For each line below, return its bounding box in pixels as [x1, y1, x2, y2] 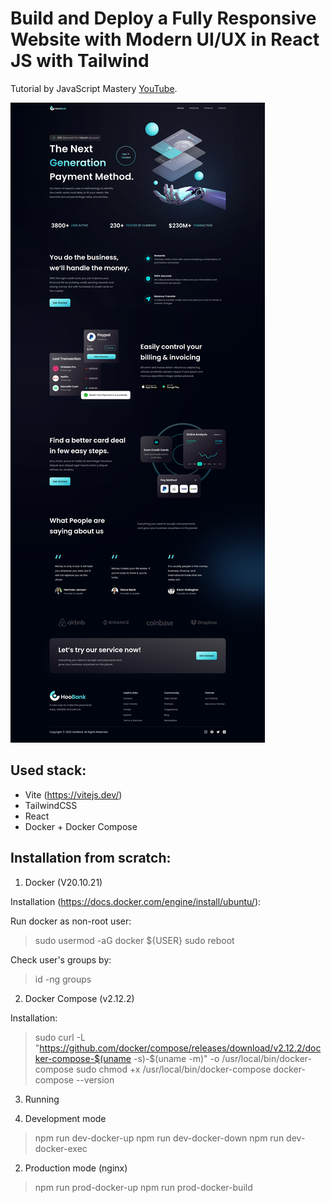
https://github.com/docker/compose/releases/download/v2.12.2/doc [39, 1042, 322, 1054]
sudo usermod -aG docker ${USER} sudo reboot [34, 934, 235, 946]
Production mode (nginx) [24, 1162, 128, 1174]
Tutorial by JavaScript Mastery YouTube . [10, 82, 178, 94]
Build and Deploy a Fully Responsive [10, 7, 317, 30]
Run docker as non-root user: [10, 915, 132, 927]
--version [75, 1073, 115, 1086]
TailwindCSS [24, 799, 78, 811]
